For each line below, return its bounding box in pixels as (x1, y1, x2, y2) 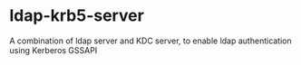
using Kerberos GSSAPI (9, 44, 98, 55)
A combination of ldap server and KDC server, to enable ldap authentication (9, 35, 292, 46)
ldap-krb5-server (9, 5, 145, 26)
